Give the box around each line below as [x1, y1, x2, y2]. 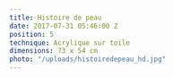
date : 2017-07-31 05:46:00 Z [9, 22, 118, 30]
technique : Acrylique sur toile [9, 38, 130, 48]
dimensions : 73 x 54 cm [9, 47, 99, 56]
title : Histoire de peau [9, 13, 102, 22]
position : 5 [9, 30, 54, 39]
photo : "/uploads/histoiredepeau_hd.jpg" [9, 55, 167, 64]
